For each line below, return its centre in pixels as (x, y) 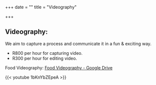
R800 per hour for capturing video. (47, 53)
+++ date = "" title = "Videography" (41, 7)
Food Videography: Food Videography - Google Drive (59, 67)
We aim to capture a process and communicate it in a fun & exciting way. (78, 43)
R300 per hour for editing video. (45, 58)
